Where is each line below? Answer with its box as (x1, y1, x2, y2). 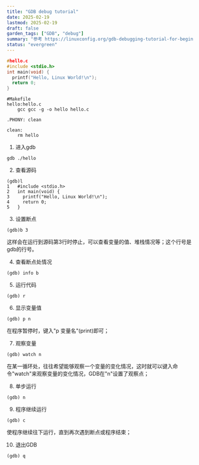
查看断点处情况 (15, 258, 52, 265)
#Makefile (7, 96, 31, 102)
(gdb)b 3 (7, 227, 28, 233)
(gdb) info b (7, 270, 39, 276)
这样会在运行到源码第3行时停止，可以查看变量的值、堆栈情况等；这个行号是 (7, 238, 192, 246)
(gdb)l (7, 178, 23, 184)
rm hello (17, 133, 39, 139)
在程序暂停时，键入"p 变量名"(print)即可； (7, 327, 109, 335)
